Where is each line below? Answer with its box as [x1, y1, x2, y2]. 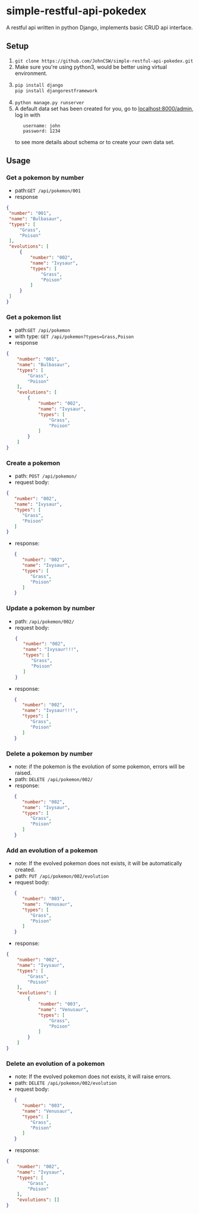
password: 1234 [23, 128, 61, 134]
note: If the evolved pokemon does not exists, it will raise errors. [14, 1073, 172, 1080]
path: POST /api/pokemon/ [14, 472, 77, 480]
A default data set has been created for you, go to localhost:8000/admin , [14, 105, 194, 112]
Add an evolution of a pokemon [6, 846, 98, 854]
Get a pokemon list [6, 313, 61, 321]
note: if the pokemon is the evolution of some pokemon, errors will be [14, 763, 185, 770]
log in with [14, 111, 40, 118]
